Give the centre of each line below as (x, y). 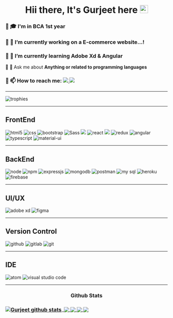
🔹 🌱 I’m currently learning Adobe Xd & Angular (64, 56)
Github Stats (86, 295)
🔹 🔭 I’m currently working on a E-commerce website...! (75, 42)
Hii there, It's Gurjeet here (81, 10)
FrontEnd (20, 120)
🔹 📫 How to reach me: (34, 81)
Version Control (31, 231)
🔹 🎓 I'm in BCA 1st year (35, 26)
